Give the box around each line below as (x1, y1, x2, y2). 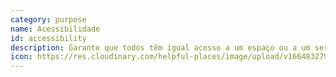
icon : (10, 52, 33, 62)
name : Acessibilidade (10, 24, 101, 34)
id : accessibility (10, 33, 87, 43)
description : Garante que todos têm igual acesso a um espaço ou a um (10, 42, 311, 53)
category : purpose (10, 14, 87, 25)
